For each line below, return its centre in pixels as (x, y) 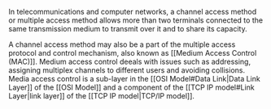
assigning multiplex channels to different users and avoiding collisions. (127, 70)
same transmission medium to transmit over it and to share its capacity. (128, 29)
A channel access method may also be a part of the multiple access (122, 44)
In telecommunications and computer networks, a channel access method (133, 12)
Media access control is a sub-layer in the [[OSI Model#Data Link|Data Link (134, 79)
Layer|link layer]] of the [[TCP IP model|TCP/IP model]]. (102, 96)
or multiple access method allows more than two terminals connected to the (135, 20)
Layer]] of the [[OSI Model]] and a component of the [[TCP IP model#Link (131, 87)
